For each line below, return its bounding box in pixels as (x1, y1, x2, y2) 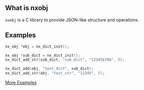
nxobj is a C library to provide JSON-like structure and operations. (5, 17, 140, 22)
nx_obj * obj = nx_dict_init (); (5, 44, 70, 49)
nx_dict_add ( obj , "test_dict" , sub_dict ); (5, 66, 94, 71)
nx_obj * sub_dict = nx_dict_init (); (5, 53, 80, 58)
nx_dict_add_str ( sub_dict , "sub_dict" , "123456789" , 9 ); (5, 57, 125, 63)
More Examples (5, 80, 37, 85)
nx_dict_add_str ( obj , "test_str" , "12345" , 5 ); (5, 71, 105, 76)
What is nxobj (5, 4, 48, 12)
